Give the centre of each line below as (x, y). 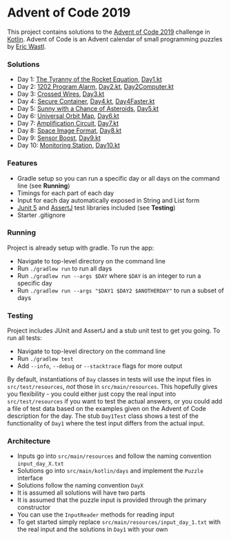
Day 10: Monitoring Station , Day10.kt (69, 146)
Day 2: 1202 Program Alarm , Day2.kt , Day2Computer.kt (96, 87)
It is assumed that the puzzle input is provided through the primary (112, 500)
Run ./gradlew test (45, 359)
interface (30, 478)
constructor (34, 508)
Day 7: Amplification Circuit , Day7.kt (68, 123)
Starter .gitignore (41, 214)
